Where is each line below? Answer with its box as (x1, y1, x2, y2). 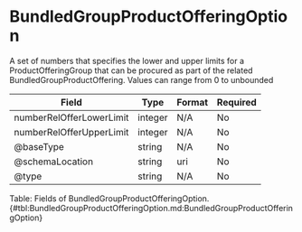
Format (175, 96, 209, 108)
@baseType (14, 140, 65, 153)
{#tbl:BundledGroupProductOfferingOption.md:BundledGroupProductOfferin (9, 202, 294, 213)
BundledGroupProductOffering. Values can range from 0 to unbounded (9, 74, 274, 85)
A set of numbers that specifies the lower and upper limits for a (9, 55, 245, 66)
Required (216, 96, 258, 108)
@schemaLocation (14, 155, 93, 168)
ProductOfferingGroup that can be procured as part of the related (9, 65, 253, 76)
